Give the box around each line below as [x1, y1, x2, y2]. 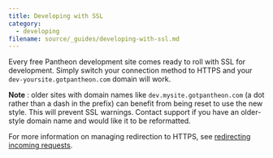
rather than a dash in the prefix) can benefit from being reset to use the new [8, 99, 263, 108]
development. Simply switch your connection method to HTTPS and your [8, 66, 253, 76]
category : [8, 20, 42, 28]
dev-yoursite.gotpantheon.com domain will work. [8, 74, 171, 84]
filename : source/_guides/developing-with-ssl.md [8, 34, 180, 43]
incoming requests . [8, 140, 73, 151]
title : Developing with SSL [8, 11, 104, 20]
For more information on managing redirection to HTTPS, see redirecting [8, 132, 251, 142]
